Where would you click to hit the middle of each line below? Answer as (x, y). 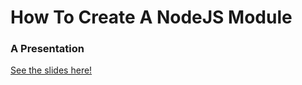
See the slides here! (51, 70)
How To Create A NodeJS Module (151, 17)
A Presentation (47, 49)
